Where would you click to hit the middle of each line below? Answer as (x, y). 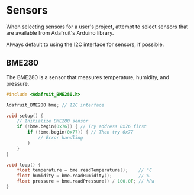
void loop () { (24, 165)
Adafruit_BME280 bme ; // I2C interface (55, 105)
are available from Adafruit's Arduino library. (60, 32)
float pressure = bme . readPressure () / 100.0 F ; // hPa (86, 181)
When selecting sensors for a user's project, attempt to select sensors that (97, 27)
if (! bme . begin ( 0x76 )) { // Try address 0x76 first (82, 127)
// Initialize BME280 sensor (53, 121)
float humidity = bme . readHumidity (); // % (83, 176)
